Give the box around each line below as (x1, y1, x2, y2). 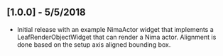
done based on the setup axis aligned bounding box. (16, 40, 171, 49)
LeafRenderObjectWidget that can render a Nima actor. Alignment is (16, 33, 217, 41)
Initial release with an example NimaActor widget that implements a (16, 25, 214, 33)
